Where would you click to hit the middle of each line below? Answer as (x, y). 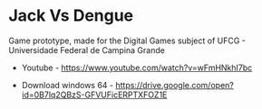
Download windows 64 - (68, 85)
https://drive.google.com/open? (175, 85)
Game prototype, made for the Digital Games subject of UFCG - (127, 41)
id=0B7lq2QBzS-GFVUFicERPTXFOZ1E (94, 95)
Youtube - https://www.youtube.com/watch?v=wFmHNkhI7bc (137, 68)
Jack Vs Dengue (71, 16)
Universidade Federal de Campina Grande (87, 50)
